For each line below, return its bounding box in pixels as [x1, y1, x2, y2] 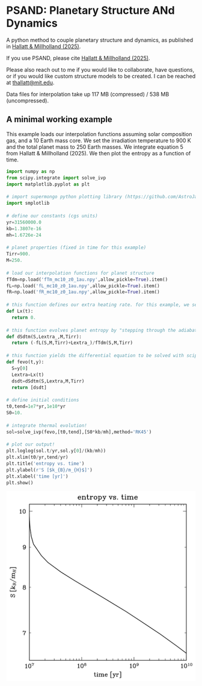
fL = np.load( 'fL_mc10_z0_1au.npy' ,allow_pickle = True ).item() [6, 282, 161, 289]
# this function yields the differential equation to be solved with [6, 353, 185, 359]
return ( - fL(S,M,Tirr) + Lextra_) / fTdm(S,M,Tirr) [11, 340, 133, 346]
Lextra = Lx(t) [11, 372, 44, 378]
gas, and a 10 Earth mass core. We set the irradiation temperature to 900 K [6, 137, 191, 144]
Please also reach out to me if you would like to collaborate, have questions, [6, 66, 195, 73]
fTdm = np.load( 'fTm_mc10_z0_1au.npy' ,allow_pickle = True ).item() [6, 276, 168, 282]
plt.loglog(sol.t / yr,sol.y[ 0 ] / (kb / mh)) [6, 448, 106, 454]
